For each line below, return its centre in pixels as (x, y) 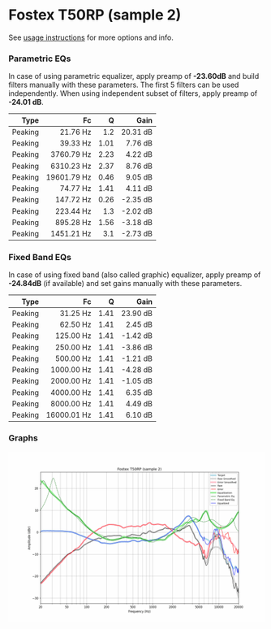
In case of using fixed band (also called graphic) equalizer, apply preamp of (135, 275)
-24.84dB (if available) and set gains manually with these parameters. (125, 284)
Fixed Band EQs (40, 257)
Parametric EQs (40, 59)
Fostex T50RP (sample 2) (95, 15)
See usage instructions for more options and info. (91, 37)
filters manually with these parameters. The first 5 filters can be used (124, 85)
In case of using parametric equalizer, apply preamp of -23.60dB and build (134, 76)
